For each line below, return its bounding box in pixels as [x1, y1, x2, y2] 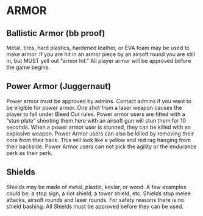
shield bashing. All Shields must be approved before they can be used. [6, 203, 184, 210]
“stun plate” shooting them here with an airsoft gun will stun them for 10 [6, 117, 187, 124]
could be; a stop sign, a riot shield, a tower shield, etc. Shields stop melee [6, 190, 191, 197]
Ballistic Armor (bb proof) [6, 28, 105, 38]
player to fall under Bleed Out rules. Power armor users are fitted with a [6, 110, 185, 118]
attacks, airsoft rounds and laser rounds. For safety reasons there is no [6, 196, 185, 203]
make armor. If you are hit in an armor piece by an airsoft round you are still [6, 51, 195, 58]
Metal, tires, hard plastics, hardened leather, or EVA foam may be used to [6, 44, 190, 51]
